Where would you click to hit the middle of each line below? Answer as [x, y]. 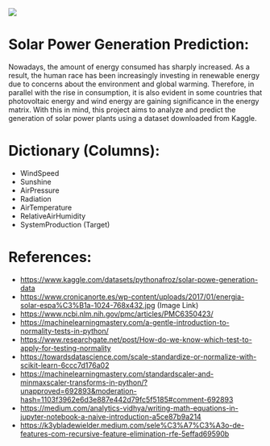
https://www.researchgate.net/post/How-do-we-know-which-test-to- [136, 340]
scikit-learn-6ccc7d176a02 [64, 365]
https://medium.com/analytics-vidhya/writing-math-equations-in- [129, 408]
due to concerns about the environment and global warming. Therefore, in [131, 84]
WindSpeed [39, 173]
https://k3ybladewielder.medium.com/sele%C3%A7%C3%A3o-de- [132, 425]
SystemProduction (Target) [65, 224]
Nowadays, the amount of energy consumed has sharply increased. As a [129, 67]
